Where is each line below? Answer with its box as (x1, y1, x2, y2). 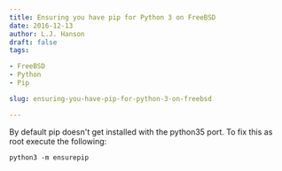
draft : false (9, 37, 58, 47)
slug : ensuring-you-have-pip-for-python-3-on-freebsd (9, 94, 213, 103)
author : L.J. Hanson (9, 29, 86, 38)
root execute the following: (9, 136, 107, 146)
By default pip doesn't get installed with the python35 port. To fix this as (9, 126, 273, 137)
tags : (9, 46, 29, 55)
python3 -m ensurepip (9, 152, 90, 162)
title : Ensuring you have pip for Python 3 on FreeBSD (9, 12, 216, 22)
